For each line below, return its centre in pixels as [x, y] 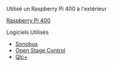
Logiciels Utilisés [27, 32]
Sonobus [27, 44]
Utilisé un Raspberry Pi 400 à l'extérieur [56, 9]
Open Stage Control [40, 50]
